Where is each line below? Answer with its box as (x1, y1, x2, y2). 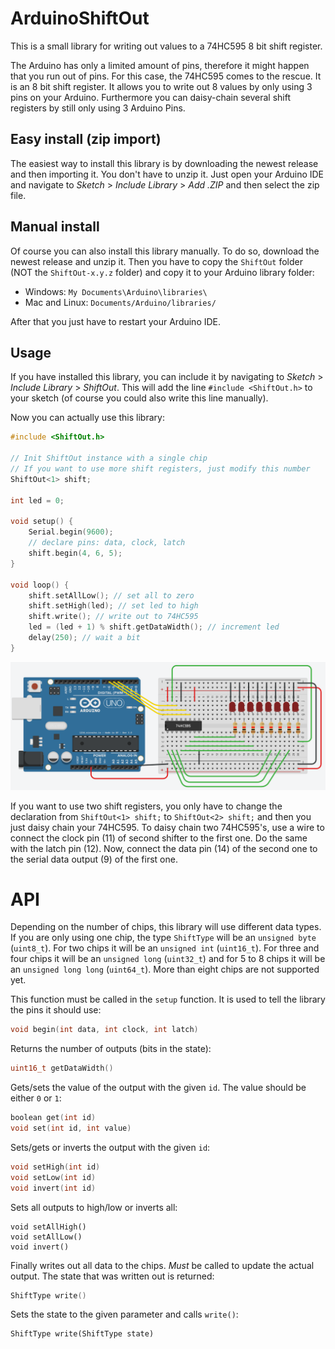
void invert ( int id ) (10, 1183, 97, 1193)
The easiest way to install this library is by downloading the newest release (10, 157, 319, 169)
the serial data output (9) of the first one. (10, 853, 178, 865)
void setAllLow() (10, 1232, 83, 1242)
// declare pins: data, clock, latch (28, 538, 186, 548)
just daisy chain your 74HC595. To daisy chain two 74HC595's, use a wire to (10, 821, 325, 833)
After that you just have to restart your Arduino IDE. (10, 315, 222, 327)
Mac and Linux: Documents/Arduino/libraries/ (24, 296, 217, 308)
